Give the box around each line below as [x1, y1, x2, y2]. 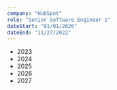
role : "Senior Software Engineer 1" [7, 16, 111, 23]
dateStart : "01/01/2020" [7, 22, 78, 29]
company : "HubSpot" [7, 10, 63, 17]
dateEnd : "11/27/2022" [7, 29, 71, 36]
